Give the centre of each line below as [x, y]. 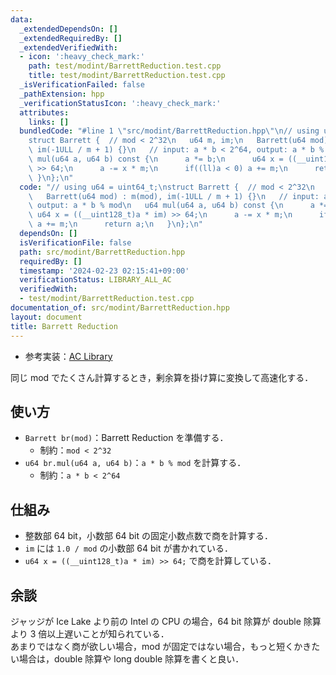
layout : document [46, 317]
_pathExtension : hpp [62, 94]
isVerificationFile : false [75, 242]
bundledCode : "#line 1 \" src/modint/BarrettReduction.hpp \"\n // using [169, 131]
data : [21, 19]
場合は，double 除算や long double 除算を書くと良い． [131, 658]
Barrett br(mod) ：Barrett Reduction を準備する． [126, 438]
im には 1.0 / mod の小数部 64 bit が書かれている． [129, 548]
